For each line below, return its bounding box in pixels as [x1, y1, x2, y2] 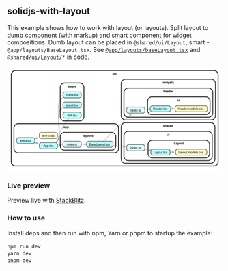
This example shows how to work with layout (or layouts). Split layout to [7, 23, 209, 31]
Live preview [7, 181, 51, 190]
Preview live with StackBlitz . [7, 196, 87, 205]
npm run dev [7, 243, 41, 250]
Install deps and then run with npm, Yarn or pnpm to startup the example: [7, 229, 213, 237]
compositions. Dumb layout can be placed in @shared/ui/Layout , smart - [7, 38, 210, 47]
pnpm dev [7, 257, 32, 264]
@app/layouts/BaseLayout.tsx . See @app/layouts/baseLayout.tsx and [7, 45, 201, 53]
